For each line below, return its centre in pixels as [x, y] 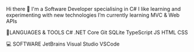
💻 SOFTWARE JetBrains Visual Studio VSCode [63, 44]
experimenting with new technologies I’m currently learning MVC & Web [93, 15]
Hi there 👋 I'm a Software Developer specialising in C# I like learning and [93, 9]
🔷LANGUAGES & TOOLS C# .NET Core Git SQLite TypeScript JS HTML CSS [97, 32]
